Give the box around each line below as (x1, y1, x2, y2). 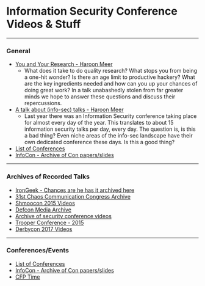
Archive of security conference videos (15, 212, 112, 219)
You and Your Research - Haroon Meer (15, 61, 113, 68)
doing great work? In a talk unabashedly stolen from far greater (24, 87, 184, 94)
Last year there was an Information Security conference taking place (24, 112, 197, 120)
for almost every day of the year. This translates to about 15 (24, 119, 174, 127)
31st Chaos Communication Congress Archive (15, 193, 131, 200)
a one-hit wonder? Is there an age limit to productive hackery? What (24, 73, 195, 81)
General (6, 46, 31, 55)
